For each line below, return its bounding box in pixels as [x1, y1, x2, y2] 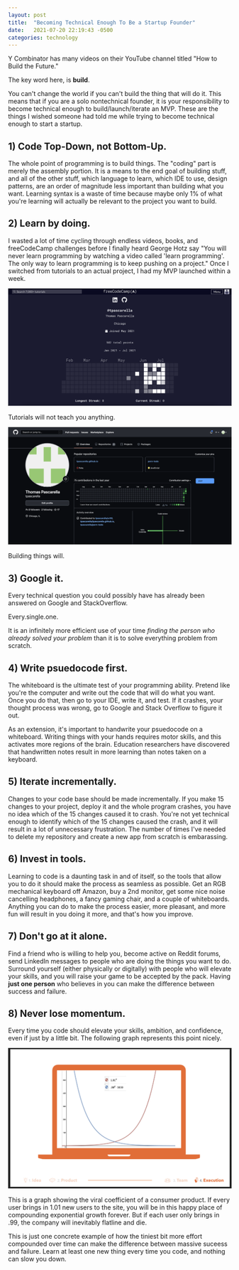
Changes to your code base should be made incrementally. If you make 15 [8, 794, 224, 803]
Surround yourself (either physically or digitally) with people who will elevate [8, 964, 232, 973]
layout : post [8, 11, 47, 18]
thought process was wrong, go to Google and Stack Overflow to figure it [8, 704, 223, 713]
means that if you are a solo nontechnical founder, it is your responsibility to [8, 97, 230, 106]
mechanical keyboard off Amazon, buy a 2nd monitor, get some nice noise [8, 887, 226, 895]
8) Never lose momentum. [8, 1007, 126, 1020]
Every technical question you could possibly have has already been [8, 591, 205, 600]
